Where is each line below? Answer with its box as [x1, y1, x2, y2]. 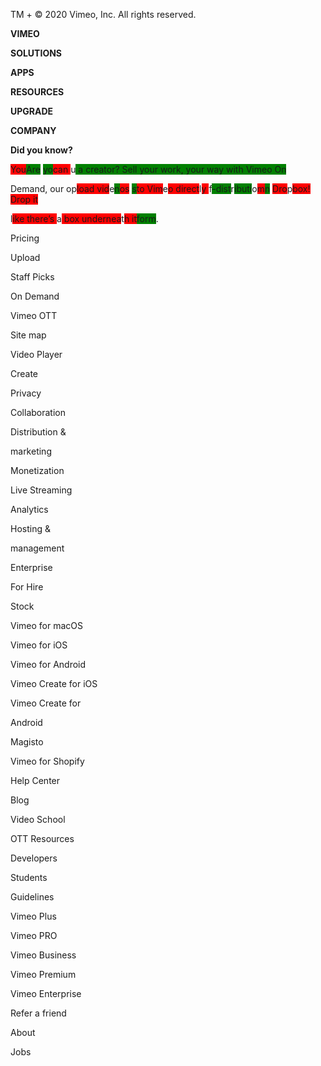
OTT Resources [10, 833, 75, 844]
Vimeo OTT [10, 310, 58, 321]
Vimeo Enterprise [10, 988, 82, 999]
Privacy [10, 387, 42, 399]
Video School [10, 814, 66, 825]
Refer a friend [10, 1007, 67, 1019]
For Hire [10, 581, 44, 593]
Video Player [10, 349, 63, 360]
